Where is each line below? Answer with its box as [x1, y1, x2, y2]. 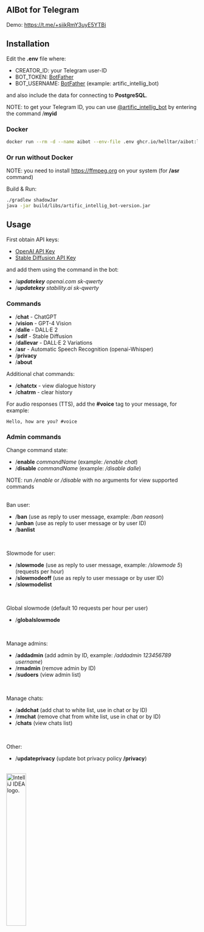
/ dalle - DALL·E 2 [15, 326, 58, 333]
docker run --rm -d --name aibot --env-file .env [6, 138, 135, 145]
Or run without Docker [6, 153, 73, 161]
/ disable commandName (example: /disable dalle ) [15, 465, 141, 472]
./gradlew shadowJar [6, 197, 59, 203]
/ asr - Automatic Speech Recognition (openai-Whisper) [15, 345, 154, 353]
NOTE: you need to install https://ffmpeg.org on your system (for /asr [6, 167, 180, 174]
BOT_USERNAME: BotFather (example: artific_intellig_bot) [15, 79, 159, 87]
